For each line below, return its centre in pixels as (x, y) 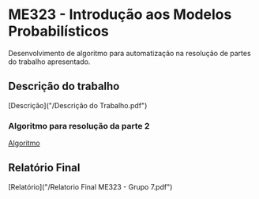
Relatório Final (44, 168)
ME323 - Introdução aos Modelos (120, 15)
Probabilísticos (58, 31)
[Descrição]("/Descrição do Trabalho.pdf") (78, 105)
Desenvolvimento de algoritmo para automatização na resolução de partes (129, 53)
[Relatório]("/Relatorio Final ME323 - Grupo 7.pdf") (90, 186)
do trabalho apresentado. (49, 62)
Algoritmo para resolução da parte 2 (79, 126)
